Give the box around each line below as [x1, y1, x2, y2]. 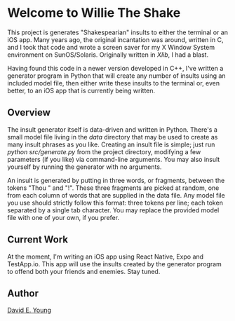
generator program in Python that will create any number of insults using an [7, 71, 226, 80]
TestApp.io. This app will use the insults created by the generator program [7, 259, 222, 268]
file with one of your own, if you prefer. [7, 213, 120, 221]
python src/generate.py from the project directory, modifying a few [7, 147, 201, 156]
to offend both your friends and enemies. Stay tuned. [7, 267, 161, 275]
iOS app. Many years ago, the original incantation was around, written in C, [7, 35, 224, 43]
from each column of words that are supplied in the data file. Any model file [7, 191, 226, 199]
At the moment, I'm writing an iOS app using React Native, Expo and [7, 252, 204, 261]
